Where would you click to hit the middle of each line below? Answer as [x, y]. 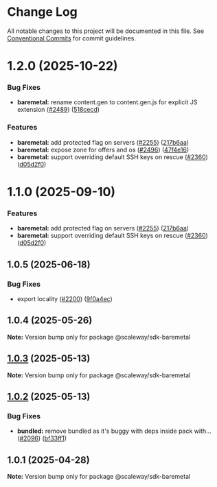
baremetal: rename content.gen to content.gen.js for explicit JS [107, 102]
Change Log [42, 12]
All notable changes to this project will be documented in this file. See [106, 31]
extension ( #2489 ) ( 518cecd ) [58, 110]
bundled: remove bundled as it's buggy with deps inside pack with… [114, 431]
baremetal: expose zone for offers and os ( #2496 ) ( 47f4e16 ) [103, 150]
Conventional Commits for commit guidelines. [71, 38]
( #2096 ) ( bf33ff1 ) [42, 438]
